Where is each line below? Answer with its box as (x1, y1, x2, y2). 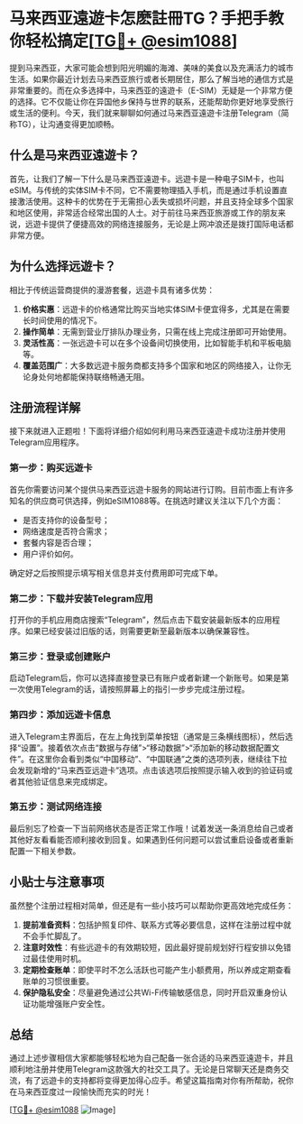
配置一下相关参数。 (9, 845, 81, 856)
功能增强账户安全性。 (30, 998, 110, 1009)
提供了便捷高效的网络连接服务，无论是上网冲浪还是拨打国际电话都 (48, 218, 294, 229)
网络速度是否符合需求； (22, 525, 110, 537)
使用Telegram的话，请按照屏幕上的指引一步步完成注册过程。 (24, 684, 250, 695)
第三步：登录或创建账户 (9, 650, 111, 663)
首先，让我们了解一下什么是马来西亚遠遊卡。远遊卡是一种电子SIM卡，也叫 (9, 173, 285, 184)
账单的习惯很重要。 (22, 975, 95, 986)
